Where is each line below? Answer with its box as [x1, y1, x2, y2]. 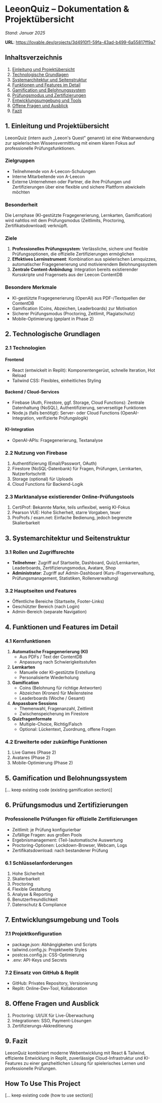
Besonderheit [5, 201, 38, 208]
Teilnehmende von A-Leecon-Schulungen [12, 168, 96, 174]
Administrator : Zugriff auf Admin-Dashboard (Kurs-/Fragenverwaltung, [12, 570, 155, 576]
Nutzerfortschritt [12, 471, 46, 476]
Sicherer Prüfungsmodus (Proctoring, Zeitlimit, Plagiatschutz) [12, 310, 135, 316]
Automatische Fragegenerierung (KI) [12, 648, 88, 654]
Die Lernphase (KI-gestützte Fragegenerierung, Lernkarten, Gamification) [5, 212, 152, 218]
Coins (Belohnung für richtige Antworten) [19, 685, 102, 690]
